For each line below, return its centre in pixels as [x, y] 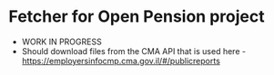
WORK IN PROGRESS [61, 42]
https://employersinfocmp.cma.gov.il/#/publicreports [121, 61]
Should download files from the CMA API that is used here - [134, 51]
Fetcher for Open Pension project [137, 17]
